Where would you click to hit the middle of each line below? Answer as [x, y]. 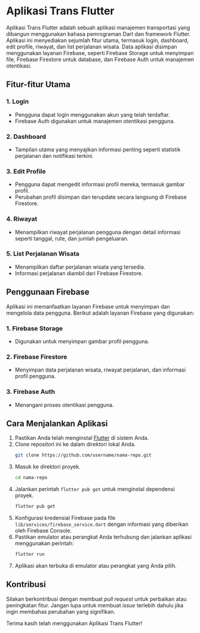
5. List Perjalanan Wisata [43, 254]
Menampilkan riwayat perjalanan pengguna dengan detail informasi [98, 232]
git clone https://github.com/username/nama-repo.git [83, 455]
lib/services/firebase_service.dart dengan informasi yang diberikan [101, 524]
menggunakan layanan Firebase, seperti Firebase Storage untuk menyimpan [100, 53]
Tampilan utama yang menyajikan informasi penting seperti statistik [98, 149]
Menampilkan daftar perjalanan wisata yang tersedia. [80, 267]
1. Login [18, 102]
